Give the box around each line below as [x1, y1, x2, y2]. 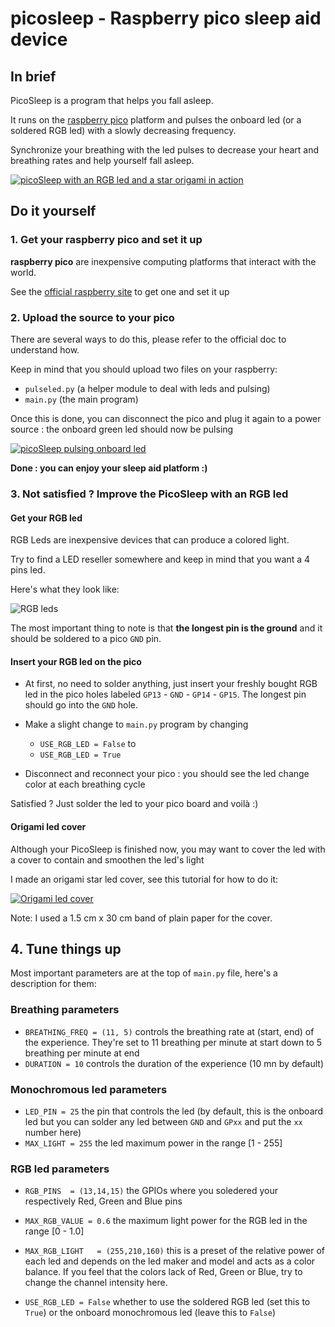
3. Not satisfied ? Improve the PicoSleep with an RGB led [10, 487, 289, 501]
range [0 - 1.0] [24, 1225, 85, 1237]
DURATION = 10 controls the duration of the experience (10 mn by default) [24, 1057, 325, 1069]
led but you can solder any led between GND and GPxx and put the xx [24, 1115, 303, 1127]
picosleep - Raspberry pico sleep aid [10, 7, 322, 30]
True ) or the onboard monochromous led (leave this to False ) [24, 1307, 276, 1319]
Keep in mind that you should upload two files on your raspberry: [10, 363, 278, 375]
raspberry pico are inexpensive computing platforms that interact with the [10, 255, 317, 267]
